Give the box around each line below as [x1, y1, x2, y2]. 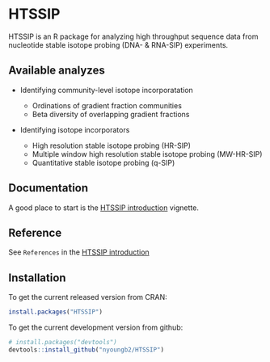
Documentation [8, 181, 89, 195]
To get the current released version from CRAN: [8, 293, 167, 302]
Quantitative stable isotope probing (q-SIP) [32, 158, 175, 167]
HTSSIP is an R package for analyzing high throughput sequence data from [8, 32, 259, 41]
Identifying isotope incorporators [19, 124, 130, 134]
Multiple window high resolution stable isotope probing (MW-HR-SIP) [32, 149, 263, 158]
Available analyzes [8, 64, 105, 78]
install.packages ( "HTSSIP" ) [8, 308, 103, 316]
